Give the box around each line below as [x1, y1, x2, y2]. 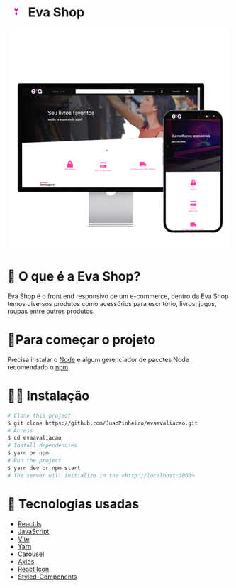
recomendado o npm [7, 363, 69, 371]
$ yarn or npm [7, 450, 50, 457]
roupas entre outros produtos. [7, 307, 95, 315]
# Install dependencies [7, 442, 78, 450]
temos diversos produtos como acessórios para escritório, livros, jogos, [7, 299, 218, 307]
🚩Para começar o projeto [7, 332, 156, 348]
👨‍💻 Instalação [7, 388, 90, 403]
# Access [7, 427, 33, 434]
